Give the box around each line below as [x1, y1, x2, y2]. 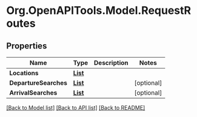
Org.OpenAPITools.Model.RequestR [6, 4, 192, 18]
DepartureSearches [9, 79, 68, 87]
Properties [6, 41, 47, 51]
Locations [9, 69, 39, 77]
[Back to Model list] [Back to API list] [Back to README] [6, 104, 145, 111]
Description [93, 59, 129, 67]
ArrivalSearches [9, 89, 58, 97]
